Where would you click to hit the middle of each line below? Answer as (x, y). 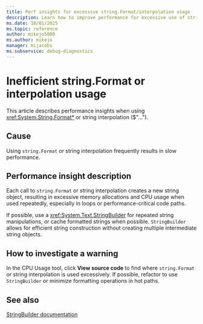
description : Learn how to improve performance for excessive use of (96, 18)
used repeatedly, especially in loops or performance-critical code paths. (96, 204)
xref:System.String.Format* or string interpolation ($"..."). (77, 117)
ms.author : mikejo (29, 40)
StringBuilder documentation (42, 314)
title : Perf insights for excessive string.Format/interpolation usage (98, 12)
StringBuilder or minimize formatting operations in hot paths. (83, 281)
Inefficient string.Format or (76, 81)
